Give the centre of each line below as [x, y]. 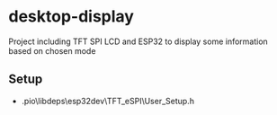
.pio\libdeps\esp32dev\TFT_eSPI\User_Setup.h [108, 101]
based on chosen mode [52, 50]
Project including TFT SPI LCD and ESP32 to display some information [138, 41]
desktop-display [71, 17]
